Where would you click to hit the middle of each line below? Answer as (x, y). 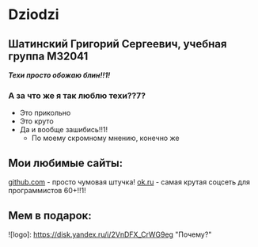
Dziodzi (34, 15)
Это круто (36, 121)
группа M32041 (48, 56)
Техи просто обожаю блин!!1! (59, 75)
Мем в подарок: (50, 215)
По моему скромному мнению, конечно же (105, 138)
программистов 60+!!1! (47, 191)
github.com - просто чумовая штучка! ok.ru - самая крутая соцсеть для (129, 182)
